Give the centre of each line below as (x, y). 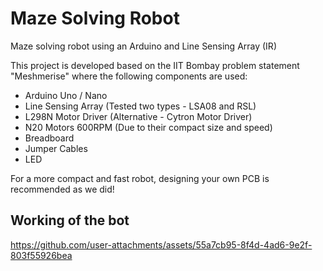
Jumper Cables (56, 148)
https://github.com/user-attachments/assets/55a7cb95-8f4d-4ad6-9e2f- (161, 244)
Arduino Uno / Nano (66, 95)
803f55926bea (41, 255)
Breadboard (49, 138)
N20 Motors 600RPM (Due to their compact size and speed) (148, 127)
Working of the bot (70, 220)
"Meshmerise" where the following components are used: (129, 76)
